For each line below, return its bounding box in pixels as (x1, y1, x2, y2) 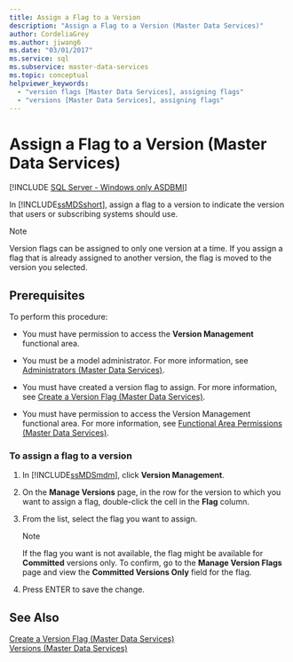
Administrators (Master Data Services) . (21, 365, 165, 376)
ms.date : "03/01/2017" (9, 46, 93, 55)
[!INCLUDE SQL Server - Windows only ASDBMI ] (9, 182, 188, 193)
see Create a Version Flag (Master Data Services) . (21, 392, 206, 403)
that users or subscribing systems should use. (9, 209, 178, 219)
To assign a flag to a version (9, 450, 133, 462)
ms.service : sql (9, 54, 69, 63)
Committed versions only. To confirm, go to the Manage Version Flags (21, 557, 282, 569)
